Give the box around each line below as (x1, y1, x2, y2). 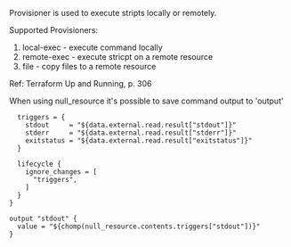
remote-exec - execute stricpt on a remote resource (21, 52, 214, 62)
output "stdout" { (9, 214, 77, 223)
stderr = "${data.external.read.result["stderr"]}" (25, 128, 238, 137)
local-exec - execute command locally (21, 42, 163, 53)
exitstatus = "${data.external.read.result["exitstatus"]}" (25, 136, 253, 145)
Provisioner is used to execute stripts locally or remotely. (9, 8, 217, 18)
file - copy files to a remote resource (21, 62, 157, 71)
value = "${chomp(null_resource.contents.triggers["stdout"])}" (17, 222, 261, 231)
